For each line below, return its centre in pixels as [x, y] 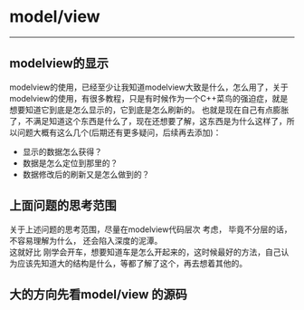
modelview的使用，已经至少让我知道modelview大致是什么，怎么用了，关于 [149, 87]
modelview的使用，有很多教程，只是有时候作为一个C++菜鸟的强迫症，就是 [149, 98]
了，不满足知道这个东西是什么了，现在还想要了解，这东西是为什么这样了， [148, 121]
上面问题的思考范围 [63, 206]
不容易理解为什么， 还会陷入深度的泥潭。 [86, 240]
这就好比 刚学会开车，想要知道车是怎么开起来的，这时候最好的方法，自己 [145, 252]
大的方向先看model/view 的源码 [98, 294]
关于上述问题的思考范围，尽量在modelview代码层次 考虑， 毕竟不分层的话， [151, 229]
